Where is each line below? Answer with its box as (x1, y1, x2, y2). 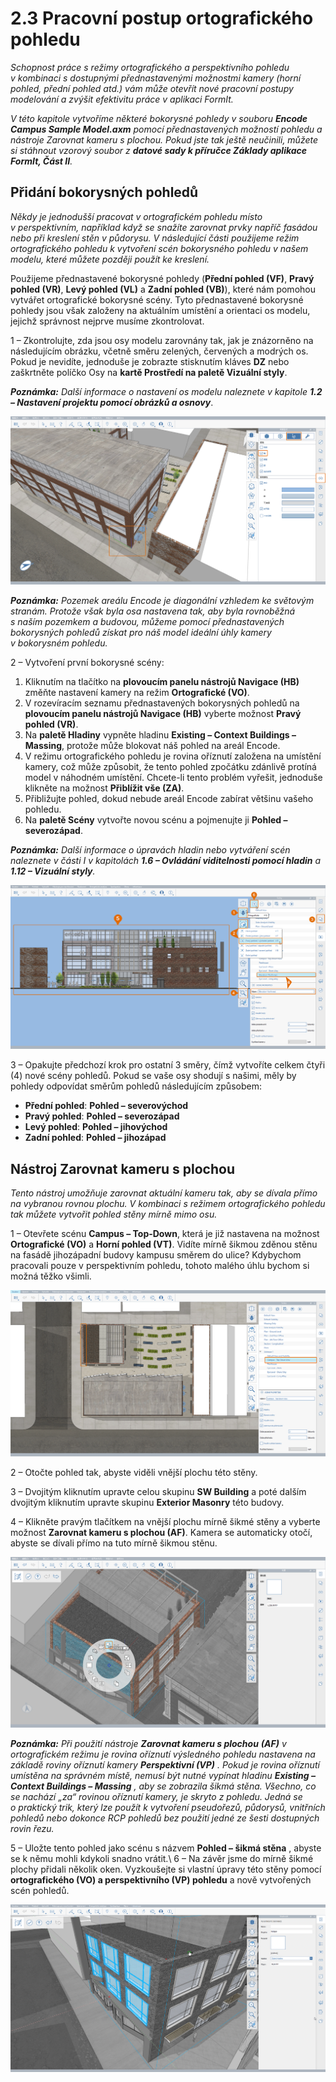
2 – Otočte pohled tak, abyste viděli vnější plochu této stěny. (10, 1467, 258, 1479)
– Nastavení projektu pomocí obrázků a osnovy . (10, 396, 214, 408)
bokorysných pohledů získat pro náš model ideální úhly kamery (10, 626, 272, 638)
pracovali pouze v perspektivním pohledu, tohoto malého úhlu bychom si (10, 1260, 310, 1272)
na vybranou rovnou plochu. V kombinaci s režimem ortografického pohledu (10, 1198, 326, 1210)
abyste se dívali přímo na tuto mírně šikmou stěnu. (10, 1537, 218, 1549)
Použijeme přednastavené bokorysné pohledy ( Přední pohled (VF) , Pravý (10, 272, 315, 284)
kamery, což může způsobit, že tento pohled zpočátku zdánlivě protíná (24, 760, 317, 772)
